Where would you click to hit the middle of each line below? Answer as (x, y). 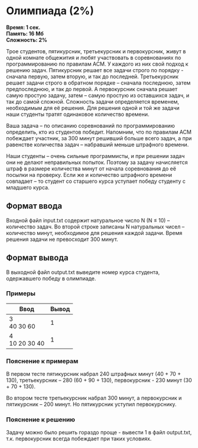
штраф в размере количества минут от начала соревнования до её (91, 168)
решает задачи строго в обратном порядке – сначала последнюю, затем (98, 83)
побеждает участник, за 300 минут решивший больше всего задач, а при (99, 138)
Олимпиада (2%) (50, 11)
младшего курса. (28, 187)
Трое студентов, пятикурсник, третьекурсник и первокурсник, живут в (96, 51)
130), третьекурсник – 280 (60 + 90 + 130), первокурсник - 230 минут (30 (99, 381)
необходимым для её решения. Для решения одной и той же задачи (93, 108)
